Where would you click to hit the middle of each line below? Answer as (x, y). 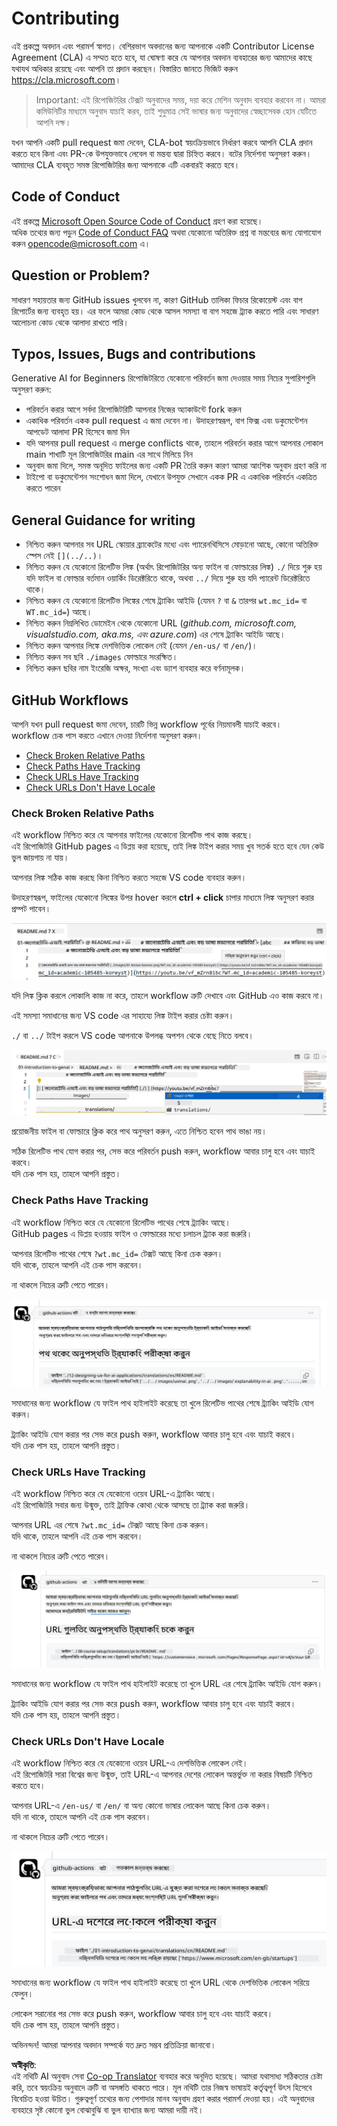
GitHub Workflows (70, 700)
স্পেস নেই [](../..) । (64, 556)
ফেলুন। (22, 1994)
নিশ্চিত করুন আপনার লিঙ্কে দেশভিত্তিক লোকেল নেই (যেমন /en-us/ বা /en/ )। (141, 646)
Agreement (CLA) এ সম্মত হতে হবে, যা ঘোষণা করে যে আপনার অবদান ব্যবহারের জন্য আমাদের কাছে (162, 57)
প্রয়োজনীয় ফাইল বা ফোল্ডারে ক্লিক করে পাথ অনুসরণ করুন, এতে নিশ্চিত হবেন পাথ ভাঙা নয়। (139, 1131)
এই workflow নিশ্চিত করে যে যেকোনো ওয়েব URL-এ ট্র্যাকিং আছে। (114, 1494)
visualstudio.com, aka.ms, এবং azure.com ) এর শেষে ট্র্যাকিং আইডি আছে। (155, 634)
